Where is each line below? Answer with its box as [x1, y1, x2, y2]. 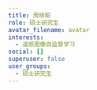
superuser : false [8, 56, 65, 63]
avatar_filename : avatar [8, 26, 90, 34]
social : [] [8, 48, 44, 56]
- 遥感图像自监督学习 [15, 41, 76, 49]
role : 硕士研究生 [8, 19, 59, 27]
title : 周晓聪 [8, 11, 51, 20]
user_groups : [8, 63, 51, 70]
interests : [8, 33, 44, 41]
